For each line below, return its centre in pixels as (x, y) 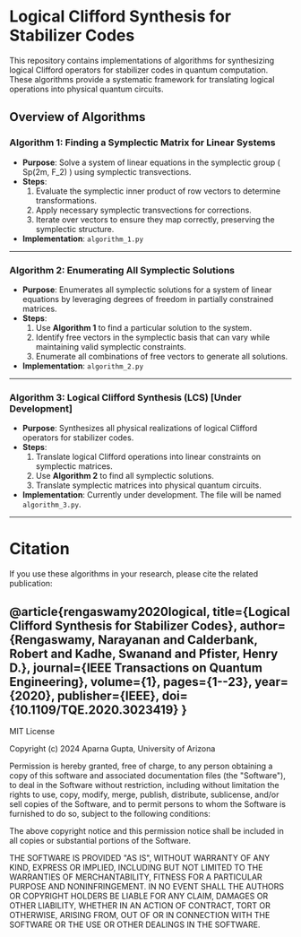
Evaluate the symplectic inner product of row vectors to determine (158, 191)
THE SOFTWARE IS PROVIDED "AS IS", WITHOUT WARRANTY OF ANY (140, 857)
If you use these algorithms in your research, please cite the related (134, 574)
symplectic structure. (75, 229)
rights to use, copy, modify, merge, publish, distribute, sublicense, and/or (144, 794)
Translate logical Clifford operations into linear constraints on (148, 457)
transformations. (66, 200)
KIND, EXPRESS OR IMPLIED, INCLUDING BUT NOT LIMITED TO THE (136, 867)
